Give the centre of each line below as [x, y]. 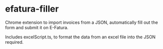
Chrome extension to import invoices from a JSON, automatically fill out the [82, 22]
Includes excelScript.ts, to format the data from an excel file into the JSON [81, 37]
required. [14, 42]
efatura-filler [32, 9]
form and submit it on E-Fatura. [37, 27]
